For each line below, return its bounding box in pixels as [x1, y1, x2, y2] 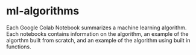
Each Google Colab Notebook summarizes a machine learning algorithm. [6, 24, 187, 31]
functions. [6, 43, 31, 50]
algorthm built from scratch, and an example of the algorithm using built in [6, 36, 191, 44]
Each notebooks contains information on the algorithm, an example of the [6, 30, 189, 37]
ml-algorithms [6, 4, 80, 18]
